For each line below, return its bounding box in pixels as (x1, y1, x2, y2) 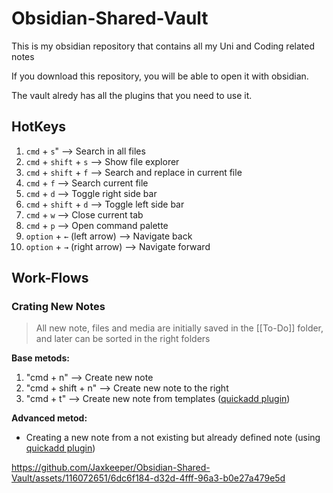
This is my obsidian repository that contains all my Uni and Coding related (11, 40, 315, 52)
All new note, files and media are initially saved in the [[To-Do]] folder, (35, 322, 324, 334)
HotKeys (11, 118, 67, 136)
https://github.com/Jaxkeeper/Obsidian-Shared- (11, 462, 211, 474)
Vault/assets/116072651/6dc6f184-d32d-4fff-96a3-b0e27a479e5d (11, 472, 286, 484)
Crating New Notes (11, 300, 106, 314)
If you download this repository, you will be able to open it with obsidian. (11, 70, 309, 82)
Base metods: (11, 352, 70, 364)
